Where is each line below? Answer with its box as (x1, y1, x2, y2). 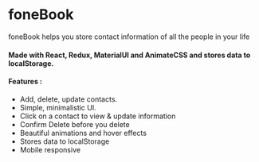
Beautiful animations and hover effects (19, 128, 147, 137)
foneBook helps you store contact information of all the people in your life (8, 32, 250, 41)
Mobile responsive (19, 145, 81, 154)
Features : (8, 77, 42, 87)
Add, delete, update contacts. (19, 94, 118, 104)
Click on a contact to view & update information (19, 111, 176, 121)
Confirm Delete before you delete (19, 119, 130, 129)
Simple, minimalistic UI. (19, 102, 97, 112)
